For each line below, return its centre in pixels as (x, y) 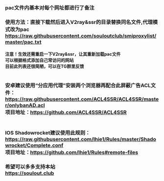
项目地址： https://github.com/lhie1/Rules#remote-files (72, 153)
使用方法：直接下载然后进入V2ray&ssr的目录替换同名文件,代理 (79, 22)
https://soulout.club (30, 173)
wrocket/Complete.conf (34, 145)
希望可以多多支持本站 (30, 167)
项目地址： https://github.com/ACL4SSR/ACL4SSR (66, 113)
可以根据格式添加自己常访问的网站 (39, 60)
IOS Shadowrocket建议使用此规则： (48, 133)
